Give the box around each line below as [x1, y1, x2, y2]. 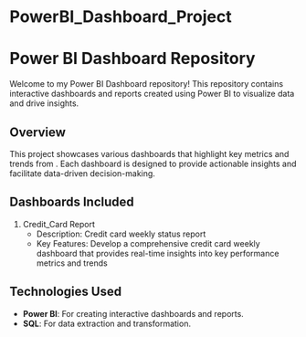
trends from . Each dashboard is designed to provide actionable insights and [9, 158, 297, 169]
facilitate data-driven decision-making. [9, 167, 155, 179]
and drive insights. [9, 98, 79, 109]
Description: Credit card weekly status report [36, 228, 206, 239]
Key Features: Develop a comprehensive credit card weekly [36, 237, 260, 248]
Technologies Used [9, 284, 121, 300]
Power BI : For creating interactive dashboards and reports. [22, 308, 244, 319]
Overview [9, 124, 67, 140]
